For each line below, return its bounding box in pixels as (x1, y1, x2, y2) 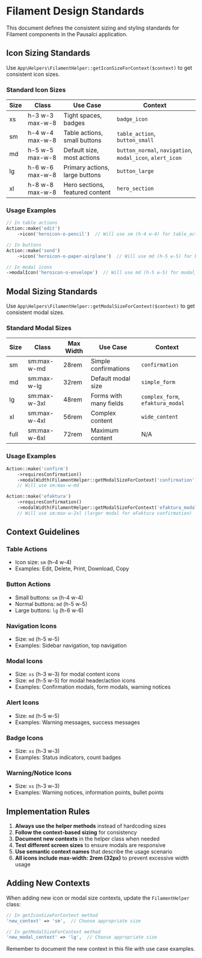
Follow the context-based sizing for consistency (14, 829, 137, 836)
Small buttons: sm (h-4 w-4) (14, 594, 84, 601)
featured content (63, 188, 111, 197)
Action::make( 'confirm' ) (6, 465, 69, 471)
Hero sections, (63, 181, 105, 189)
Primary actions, (63, 163, 110, 172)
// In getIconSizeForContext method (6, 912, 98, 918)
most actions (63, 154, 100, 162)
